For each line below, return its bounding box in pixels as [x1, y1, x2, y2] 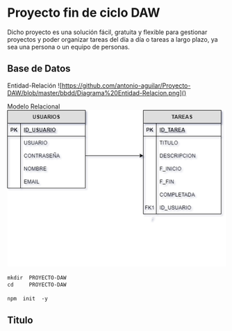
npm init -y [7, 296, 49, 302]
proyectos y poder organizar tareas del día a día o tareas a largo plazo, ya [7, 35, 218, 43]
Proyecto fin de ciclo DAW [7, 5, 160, 21]
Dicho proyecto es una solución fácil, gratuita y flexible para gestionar [7, 28, 208, 36]
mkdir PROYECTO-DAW [7, 275, 67, 282]
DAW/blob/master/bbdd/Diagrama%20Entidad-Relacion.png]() [7, 88, 187, 97]
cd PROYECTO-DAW [7, 282, 67, 289]
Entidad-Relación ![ [7, 81, 63, 90]
